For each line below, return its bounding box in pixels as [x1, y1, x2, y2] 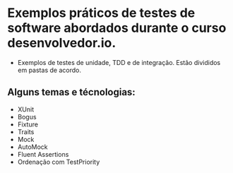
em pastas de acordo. [17, 66, 81, 74]
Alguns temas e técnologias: [7, 86, 136, 98]
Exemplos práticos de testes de [7, 5, 196, 21]
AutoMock [17, 143, 48, 151]
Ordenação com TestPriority [17, 157, 100, 166]
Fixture [17, 120, 39, 129]
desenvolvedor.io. [7, 35, 116, 51]
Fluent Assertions [17, 150, 69, 158]
